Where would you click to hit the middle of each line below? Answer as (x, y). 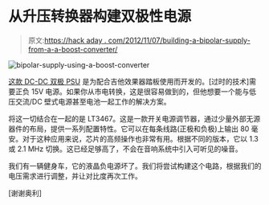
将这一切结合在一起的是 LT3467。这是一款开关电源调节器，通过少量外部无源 (134, 118)
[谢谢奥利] (25, 193)
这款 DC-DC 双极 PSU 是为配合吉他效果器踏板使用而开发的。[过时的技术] (129, 81)
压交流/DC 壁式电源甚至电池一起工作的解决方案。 (90, 101)
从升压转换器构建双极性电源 (100, 16)
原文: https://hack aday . (67, 40)
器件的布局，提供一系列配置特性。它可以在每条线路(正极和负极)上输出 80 (129, 129)
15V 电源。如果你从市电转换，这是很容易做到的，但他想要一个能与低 (144, 91)
